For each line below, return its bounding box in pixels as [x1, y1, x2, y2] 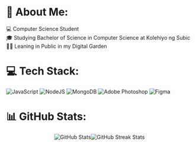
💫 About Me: [6, 5, 69, 19]
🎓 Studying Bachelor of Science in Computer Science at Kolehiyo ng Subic [6, 34, 191, 41]
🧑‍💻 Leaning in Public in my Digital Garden [6, 43, 108, 50]
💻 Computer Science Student [6, 25, 79, 32]
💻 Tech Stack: [6, 64, 79, 78]
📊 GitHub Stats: [6, 110, 87, 124]
